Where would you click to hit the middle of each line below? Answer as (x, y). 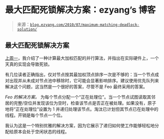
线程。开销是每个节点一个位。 (35, 115)
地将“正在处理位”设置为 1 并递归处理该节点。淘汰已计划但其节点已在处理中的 (82, 109)
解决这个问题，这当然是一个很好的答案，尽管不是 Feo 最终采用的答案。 (76, 87)
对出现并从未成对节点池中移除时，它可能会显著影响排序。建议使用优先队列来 (82, 80)
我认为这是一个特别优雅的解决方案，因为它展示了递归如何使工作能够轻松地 (80, 125)
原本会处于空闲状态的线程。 (41, 131)
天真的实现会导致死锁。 (29, 64)
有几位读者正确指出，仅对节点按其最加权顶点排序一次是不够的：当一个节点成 (82, 74)
